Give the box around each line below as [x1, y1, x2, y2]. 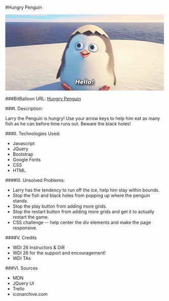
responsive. [12, 225, 38, 230]
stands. [12, 198, 28, 204]
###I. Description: [5, 106, 43, 111]
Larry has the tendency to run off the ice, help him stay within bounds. [12, 187, 160, 193]
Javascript [12, 141, 35, 146]
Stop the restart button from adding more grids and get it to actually [12, 209, 155, 215]
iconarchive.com [12, 291, 48, 297]
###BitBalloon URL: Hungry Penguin [5, 96, 81, 102]
